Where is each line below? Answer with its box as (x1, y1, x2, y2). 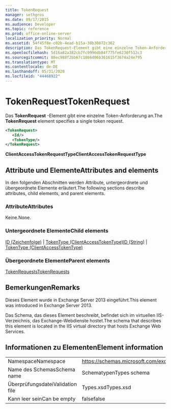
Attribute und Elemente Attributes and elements (5, 166, 159, 175)
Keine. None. (5, 214, 32, 221)
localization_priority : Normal (5, 36, 72, 41)
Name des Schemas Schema (8, 366, 75, 373)
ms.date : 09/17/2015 (5, 17, 49, 22)
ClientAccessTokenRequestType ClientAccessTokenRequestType (5, 151, 147, 157)
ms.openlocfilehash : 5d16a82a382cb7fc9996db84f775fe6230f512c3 (5, 50, 142, 55)
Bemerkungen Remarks (5, 283, 80, 292)
